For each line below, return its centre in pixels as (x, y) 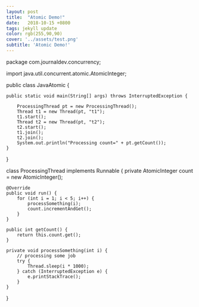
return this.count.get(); (49, 235)
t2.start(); (32, 127)
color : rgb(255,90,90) (34, 34)
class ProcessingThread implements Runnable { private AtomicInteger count (100, 170)
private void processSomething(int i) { (57, 250)
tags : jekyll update (32, 28)
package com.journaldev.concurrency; (54, 62)
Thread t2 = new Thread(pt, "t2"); (61, 122)
